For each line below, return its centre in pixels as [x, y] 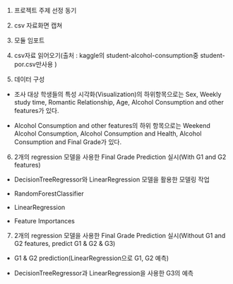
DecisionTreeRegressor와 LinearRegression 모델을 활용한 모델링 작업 [112, 179]
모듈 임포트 [29, 40]
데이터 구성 [29, 79]
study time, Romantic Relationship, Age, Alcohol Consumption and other [119, 102]
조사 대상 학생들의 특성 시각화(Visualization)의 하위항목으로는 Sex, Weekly [118, 94]
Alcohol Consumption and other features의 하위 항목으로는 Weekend [112, 125]
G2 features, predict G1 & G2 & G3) [65, 243]
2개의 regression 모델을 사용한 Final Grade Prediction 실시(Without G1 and [120, 236]
